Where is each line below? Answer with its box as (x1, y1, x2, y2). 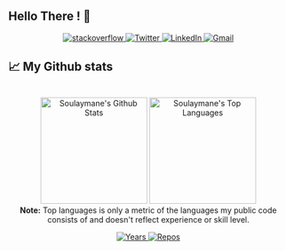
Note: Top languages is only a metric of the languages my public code (20, 205, 277, 216)
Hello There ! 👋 (8, 9, 91, 24)
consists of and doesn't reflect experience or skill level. (47, 214, 250, 224)
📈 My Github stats (8, 59, 114, 75)
